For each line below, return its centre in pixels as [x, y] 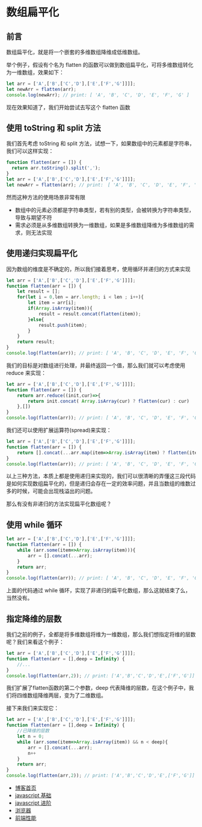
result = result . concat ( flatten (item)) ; [90, 314]
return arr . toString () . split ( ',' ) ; [56, 168]
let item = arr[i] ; [52, 303]
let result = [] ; [39, 292]
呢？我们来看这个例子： [35, 642]
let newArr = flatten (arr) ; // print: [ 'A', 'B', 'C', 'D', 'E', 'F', [99, 185]
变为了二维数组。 [85, 695]
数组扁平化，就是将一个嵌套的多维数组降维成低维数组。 [75, 52]
